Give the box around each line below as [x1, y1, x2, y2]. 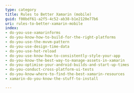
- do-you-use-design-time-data [5, 44, 70, 49]
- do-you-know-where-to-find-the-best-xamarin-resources [5, 72, 125, 77]
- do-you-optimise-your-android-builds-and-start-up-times [5, 62, 130, 67]
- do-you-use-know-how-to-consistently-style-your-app [5, 53, 121, 58]
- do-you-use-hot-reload [5, 48, 56, 53]
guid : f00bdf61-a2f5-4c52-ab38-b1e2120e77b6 [5, 16, 98, 21]
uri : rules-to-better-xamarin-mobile [5, 21, 83, 26]
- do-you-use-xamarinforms [5, 30, 61, 35]
